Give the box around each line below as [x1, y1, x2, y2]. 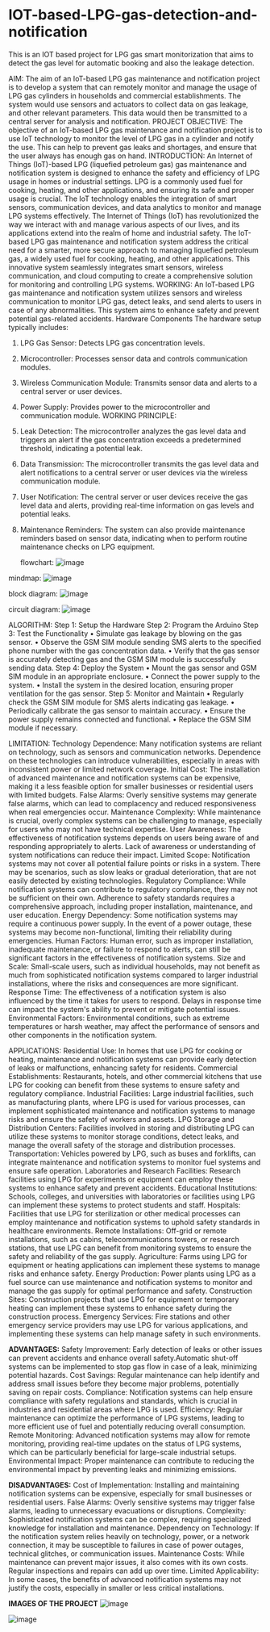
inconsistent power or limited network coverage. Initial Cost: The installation [8, 764, 260, 774]
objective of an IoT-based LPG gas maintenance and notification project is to [8, 125, 263, 135]
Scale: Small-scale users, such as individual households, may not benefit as [8, 961, 260, 971]
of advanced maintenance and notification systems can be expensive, [8, 772, 241, 782]
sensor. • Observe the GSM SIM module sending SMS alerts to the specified [8, 637, 262, 647]
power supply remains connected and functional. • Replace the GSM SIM [8, 714, 251, 724]
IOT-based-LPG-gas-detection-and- [8, 6, 258, 24]
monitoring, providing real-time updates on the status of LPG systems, [8, 1438, 242, 1448]
